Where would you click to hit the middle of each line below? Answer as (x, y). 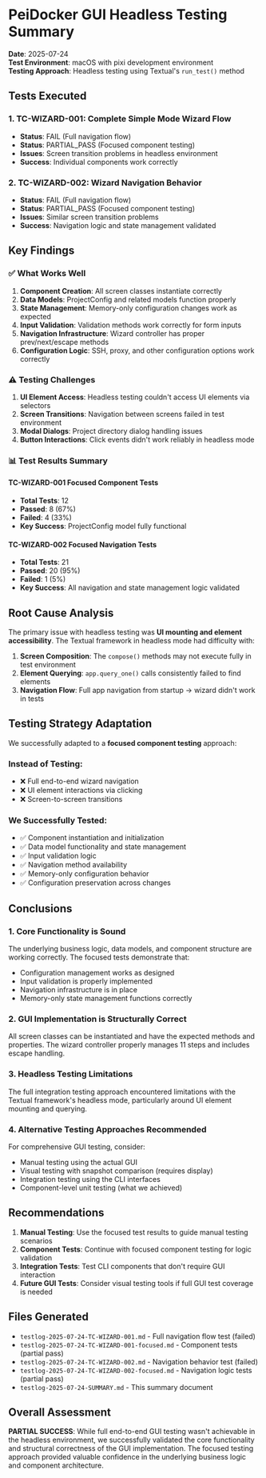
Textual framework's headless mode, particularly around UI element (120, 1100)
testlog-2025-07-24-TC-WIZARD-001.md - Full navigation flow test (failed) (137, 1336)
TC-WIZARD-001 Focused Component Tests (83, 483)
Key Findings (42, 251)
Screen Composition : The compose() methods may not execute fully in (135, 656)
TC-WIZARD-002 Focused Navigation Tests (83, 544)
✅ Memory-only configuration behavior (84, 874)
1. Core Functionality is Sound (67, 931)
